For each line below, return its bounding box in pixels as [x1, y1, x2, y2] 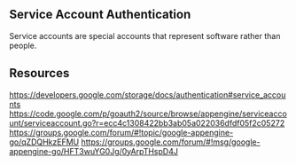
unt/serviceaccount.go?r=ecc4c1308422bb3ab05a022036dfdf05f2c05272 [9, 117, 285, 128]
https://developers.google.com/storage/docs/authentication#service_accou [9, 89, 286, 100]
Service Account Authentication [9, 7, 191, 22]
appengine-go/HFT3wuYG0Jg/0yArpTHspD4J [9, 145, 179, 156]
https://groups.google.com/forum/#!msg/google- [81, 137, 261, 147]
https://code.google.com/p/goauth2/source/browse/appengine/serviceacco [9, 108, 288, 119]
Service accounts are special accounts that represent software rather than [9, 30, 281, 41]
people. [9, 40, 37, 51]
